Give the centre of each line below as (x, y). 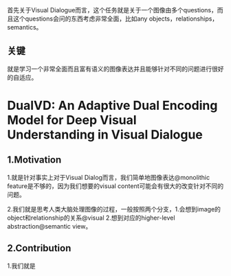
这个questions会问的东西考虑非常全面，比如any (80, 19)
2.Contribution (39, 248)
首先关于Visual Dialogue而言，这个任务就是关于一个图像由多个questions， (112, 10)
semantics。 (25, 27)
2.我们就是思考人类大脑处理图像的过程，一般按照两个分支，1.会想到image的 (114, 209)
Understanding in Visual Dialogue (105, 135)
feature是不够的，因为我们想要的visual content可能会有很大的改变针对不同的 (115, 186)
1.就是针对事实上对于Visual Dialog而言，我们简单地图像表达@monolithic (109, 177)
